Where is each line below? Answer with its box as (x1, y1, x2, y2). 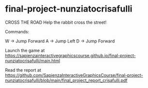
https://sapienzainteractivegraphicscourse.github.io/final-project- (5, 52, 136, 59)
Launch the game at (5, 47, 45, 53)
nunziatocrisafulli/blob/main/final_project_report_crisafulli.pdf (5, 77, 128, 83)
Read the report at (5, 67, 42, 73)
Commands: (5, 29, 30, 34)
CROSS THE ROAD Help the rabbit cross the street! (5, 19, 107, 25)
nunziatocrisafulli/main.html (5, 58, 60, 63)
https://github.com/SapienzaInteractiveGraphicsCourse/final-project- (5, 72, 144, 78)
